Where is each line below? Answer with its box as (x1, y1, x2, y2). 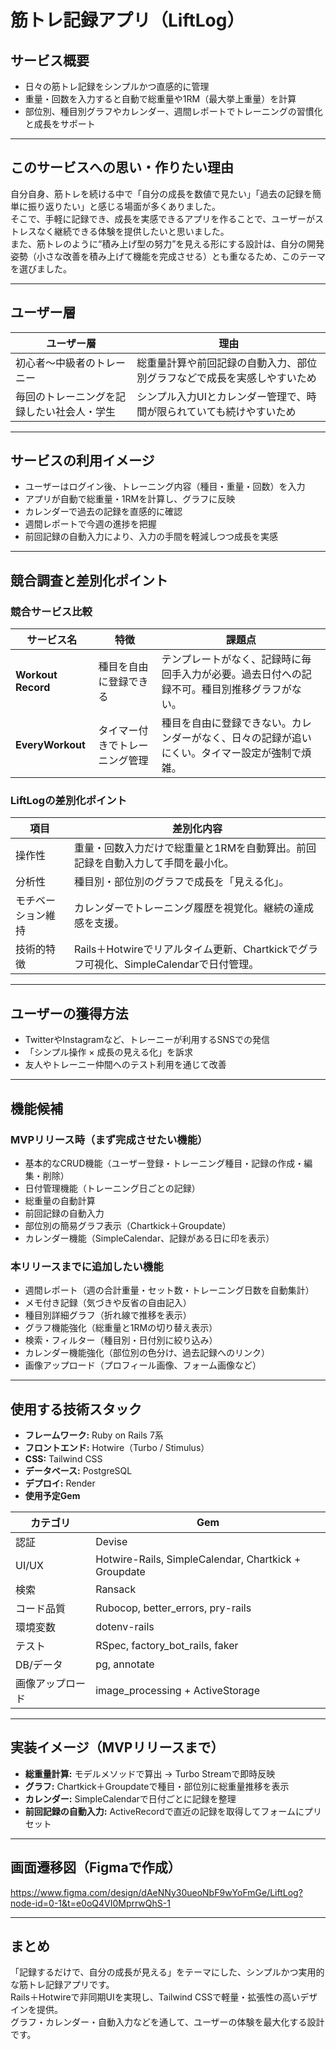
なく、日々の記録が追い (201, 731, 312, 745)
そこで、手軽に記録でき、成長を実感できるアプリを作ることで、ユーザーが (10, 212, 315, 225)
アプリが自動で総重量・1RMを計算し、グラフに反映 (24, 493, 236, 505)
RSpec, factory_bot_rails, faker (95, 1639, 239, 1653)
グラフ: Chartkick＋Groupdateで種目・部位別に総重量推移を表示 (24, 1780, 290, 1792)
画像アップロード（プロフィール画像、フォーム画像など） (24, 1359, 262, 1371)
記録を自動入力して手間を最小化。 (73, 856, 235, 870)
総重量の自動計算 (24, 1194, 96, 1206)
